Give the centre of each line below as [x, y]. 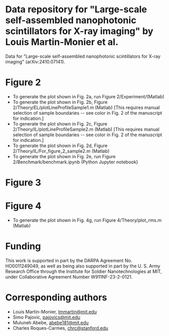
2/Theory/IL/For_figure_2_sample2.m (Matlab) [61, 151]
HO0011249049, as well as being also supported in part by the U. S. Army [83, 266]
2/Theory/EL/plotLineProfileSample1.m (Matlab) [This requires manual [86, 107]
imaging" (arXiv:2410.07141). [35, 61]
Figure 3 [23, 183]
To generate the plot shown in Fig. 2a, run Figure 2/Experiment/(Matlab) [89, 96]
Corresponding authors [56, 298]
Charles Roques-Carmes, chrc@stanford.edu [60, 328]
